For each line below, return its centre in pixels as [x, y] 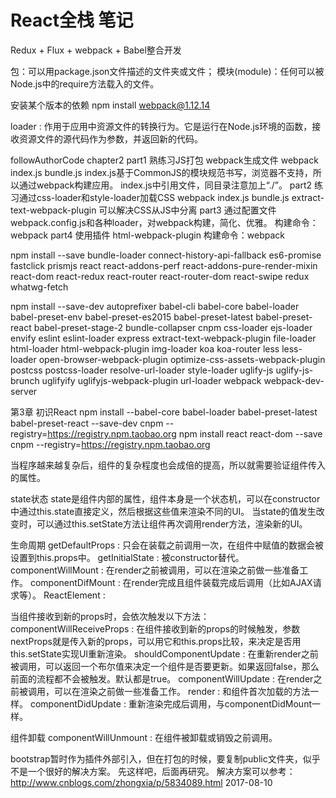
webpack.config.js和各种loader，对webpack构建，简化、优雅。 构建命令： [164, 222]
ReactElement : [74, 595]
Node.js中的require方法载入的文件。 [85, 83]
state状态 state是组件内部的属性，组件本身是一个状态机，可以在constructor [165, 498]
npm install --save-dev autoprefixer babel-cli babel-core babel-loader [155, 306]
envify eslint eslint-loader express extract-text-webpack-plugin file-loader [163, 338]
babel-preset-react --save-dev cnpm [87, 423]
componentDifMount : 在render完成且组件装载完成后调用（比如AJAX [171, 582]
